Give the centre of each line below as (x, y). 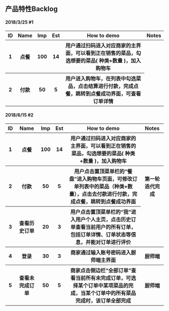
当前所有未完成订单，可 (103, 278)
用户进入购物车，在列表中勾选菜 (103, 79)
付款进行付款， (114, 194)
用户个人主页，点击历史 (103, 219)
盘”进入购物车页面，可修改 (101, 179)
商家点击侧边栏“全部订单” (101, 270)
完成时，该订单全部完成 (103, 300)
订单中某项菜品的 (108, 285)
